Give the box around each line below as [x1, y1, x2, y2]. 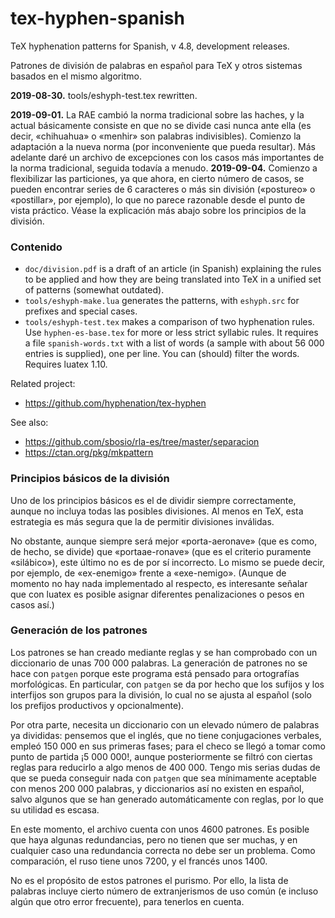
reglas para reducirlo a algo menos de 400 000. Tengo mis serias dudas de [10, 761, 321, 773]
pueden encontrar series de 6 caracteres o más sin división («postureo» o [10, 183, 316, 195]
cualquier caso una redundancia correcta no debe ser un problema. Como [10, 844, 316, 856]
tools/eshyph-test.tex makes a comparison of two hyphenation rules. [24, 316, 315, 328]
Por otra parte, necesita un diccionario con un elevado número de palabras [10, 718, 320, 731]
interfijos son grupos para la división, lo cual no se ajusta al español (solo [10, 688, 312, 701]
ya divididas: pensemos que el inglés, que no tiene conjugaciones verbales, [10, 729, 322, 741]
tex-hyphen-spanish [10, 7, 185, 30]
